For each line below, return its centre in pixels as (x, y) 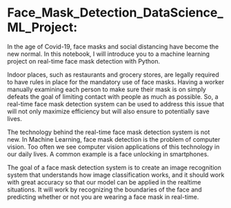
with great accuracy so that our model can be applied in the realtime (104, 182)
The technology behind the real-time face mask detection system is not (109, 132)
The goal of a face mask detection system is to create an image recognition (114, 167)
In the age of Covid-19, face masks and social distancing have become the (113, 46)
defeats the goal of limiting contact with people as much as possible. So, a (113, 96)
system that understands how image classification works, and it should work (116, 175)
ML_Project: (42, 27)
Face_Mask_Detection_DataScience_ (115, 13)
